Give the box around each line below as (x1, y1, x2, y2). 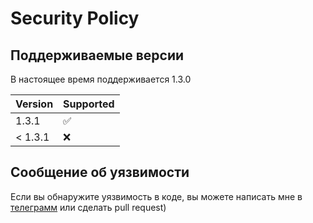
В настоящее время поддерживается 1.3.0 (10, 73, 192, 85)
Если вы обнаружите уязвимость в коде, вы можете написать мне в (10, 190, 303, 202)
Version (15, 97, 54, 111)
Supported (63, 97, 115, 111)
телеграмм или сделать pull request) (10, 201, 167, 213)
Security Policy (10, 7, 140, 30)
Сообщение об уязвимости (10, 164, 190, 181)
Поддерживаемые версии (10, 47, 185, 64)
